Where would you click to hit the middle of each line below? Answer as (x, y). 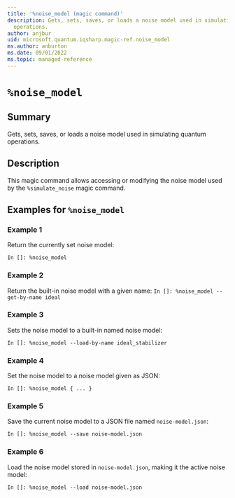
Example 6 (26, 452)
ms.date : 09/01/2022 (37, 53)
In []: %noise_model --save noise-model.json (74, 434)
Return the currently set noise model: (60, 245)
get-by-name (24, 297)
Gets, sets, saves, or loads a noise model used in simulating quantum (107, 134)
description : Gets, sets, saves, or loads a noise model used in (104, 20)
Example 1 (25, 230)
